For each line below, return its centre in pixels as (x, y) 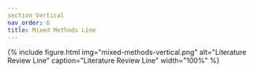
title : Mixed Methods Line (52, 30)
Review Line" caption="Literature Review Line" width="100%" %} (114, 60)
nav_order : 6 (29, 23)
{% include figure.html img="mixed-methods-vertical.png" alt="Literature (127, 53)
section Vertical (36, 15)
